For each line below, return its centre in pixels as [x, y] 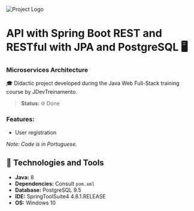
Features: [20, 120]
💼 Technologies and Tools [55, 163]
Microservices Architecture [47, 70]
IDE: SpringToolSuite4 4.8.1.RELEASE [60, 196]
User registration [36, 132]
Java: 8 [24, 177]
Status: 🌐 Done [40, 103]
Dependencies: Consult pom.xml [54, 184]
